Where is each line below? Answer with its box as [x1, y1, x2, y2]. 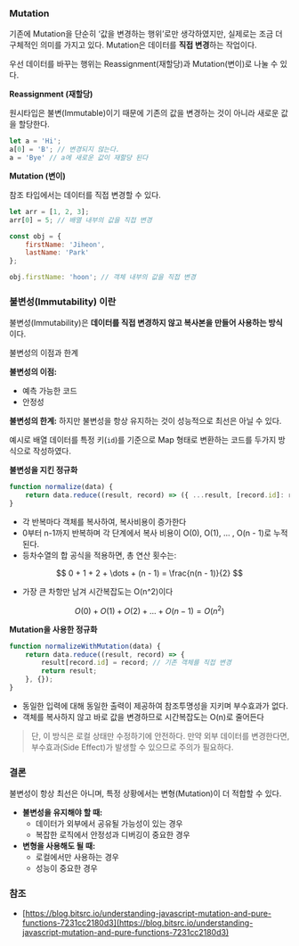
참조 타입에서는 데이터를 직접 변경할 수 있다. [9, 189, 162, 200]
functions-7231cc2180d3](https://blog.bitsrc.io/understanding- [21, 917, 254, 928]
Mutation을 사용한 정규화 [9, 624, 98, 635]
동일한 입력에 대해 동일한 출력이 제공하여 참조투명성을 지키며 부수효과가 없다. [21, 700, 289, 711]
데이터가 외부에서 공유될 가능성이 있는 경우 [35, 818, 184, 829]
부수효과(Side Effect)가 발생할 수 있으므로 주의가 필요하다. [30, 742, 234, 752]
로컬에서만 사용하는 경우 [35, 851, 120, 863]
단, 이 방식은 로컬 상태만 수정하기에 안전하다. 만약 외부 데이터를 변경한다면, [30, 730, 290, 741]
